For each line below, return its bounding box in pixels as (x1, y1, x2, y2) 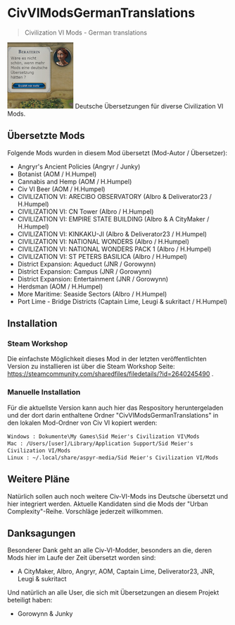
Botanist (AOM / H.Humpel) (17, 169, 97, 178)
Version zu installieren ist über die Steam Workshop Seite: (7, 362, 175, 371)
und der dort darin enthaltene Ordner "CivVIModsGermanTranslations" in (7, 411, 219, 419)
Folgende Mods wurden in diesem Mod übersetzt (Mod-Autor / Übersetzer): (7, 148, 227, 157)
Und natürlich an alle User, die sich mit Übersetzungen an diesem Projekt (7, 588, 220, 597)
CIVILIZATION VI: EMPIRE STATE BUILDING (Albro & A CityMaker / (17, 214, 210, 223)
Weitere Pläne (7, 473, 70, 485)
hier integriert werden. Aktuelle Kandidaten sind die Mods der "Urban (7, 499, 209, 508)
